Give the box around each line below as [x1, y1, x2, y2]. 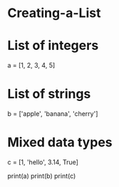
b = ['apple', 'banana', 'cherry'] [7, 109, 98, 118]
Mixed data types [7, 134, 113, 151]
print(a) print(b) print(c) [7, 172, 76, 180]
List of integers [7, 38, 99, 54]
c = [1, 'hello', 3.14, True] [7, 158, 78, 166]
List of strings [7, 86, 91, 102]
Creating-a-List [7, 5, 101, 21]
